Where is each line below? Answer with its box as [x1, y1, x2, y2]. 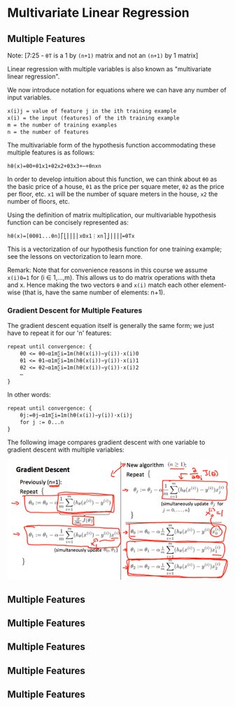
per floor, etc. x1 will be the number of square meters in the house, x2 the [7, 190, 218, 198]
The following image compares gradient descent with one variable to [7, 438, 206, 447]
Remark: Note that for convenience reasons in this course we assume [7, 266, 208, 274]
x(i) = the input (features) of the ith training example [7, 115, 180, 122]
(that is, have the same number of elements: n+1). [22, 288, 166, 297]
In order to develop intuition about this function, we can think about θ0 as [7, 175, 218, 183]
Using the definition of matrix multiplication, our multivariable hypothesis [7, 211, 217, 219]
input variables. [7, 93, 52, 101]
